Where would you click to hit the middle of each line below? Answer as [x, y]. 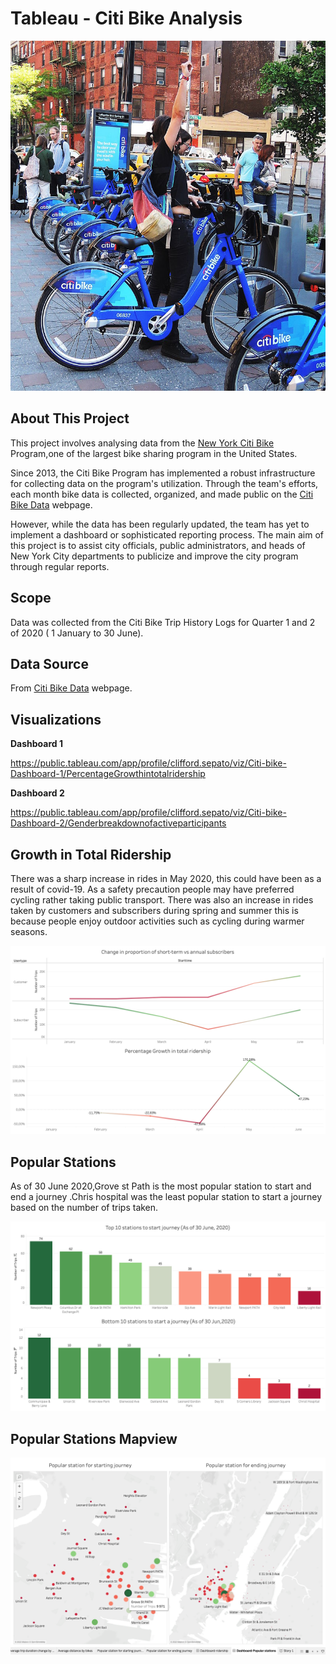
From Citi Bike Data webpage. [71, 688]
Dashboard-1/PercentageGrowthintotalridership [108, 774]
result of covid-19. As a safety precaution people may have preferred [152, 889]
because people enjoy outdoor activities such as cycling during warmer [157, 921]
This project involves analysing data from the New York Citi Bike [142, 443]
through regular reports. [60, 566]
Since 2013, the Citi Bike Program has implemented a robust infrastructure [163, 473]
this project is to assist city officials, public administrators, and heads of [158, 545]
